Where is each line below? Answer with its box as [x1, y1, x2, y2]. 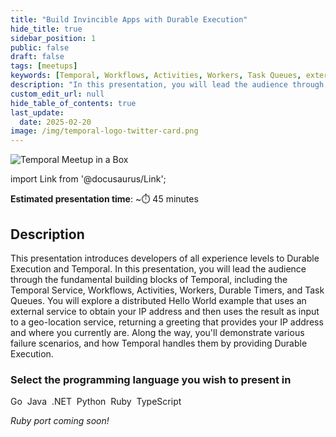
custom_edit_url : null [10, 89, 105, 99]
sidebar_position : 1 [10, 33, 97, 43]
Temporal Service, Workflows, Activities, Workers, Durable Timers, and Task [10, 284, 325, 296]
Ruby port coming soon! [10, 415, 110, 427]
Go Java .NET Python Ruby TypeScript [10, 396, 182, 408]
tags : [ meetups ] [10, 61, 78, 71]
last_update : [10, 107, 65, 118]
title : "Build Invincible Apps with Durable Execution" [10, 14, 248, 25]
